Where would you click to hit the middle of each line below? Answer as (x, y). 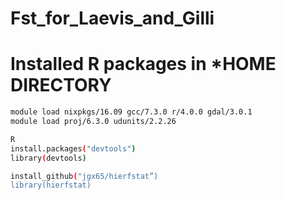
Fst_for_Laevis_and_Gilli (112, 18)
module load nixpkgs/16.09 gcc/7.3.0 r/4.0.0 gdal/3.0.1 (131, 112)
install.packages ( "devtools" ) (73, 148)
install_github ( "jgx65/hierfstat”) (84, 176)
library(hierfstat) (51, 185)
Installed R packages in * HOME (143, 64)
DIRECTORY (61, 85)
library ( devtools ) (48, 158)
